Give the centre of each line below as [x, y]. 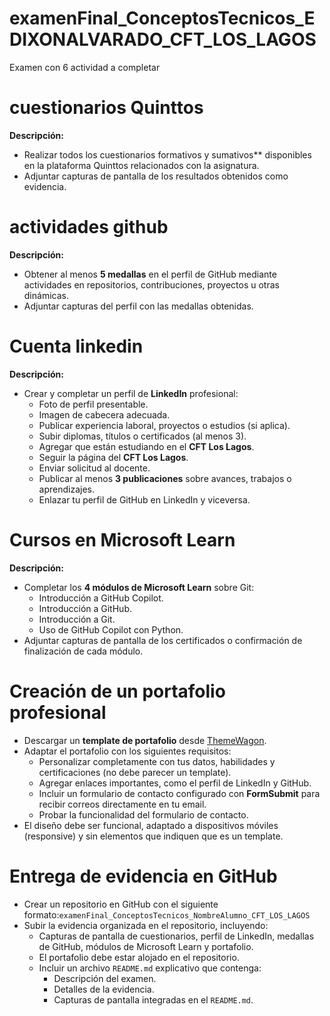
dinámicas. [46, 295]
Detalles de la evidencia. [104, 989]
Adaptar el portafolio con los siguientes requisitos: [127, 751]
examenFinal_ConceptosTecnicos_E [162, 18]
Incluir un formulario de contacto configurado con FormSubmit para [179, 793]
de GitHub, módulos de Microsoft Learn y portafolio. [146, 946]
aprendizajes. [67, 489]
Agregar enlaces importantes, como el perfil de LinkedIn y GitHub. [175, 783]
